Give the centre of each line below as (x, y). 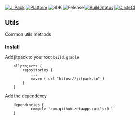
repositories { (38, 70)
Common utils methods (28, 34)
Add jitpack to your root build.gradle (42, 57)
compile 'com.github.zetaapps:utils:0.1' (73, 109)
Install (13, 47)
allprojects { (28, 66)
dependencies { (29, 105)
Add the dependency (26, 96)
